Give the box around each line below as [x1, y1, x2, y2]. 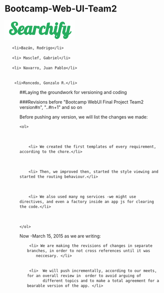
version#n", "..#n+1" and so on [19, 104, 82, 110]
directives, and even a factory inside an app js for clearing [19, 199, 154, 204]
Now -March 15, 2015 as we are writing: [19, 233, 101, 239]
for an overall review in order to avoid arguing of [26, 273, 141, 278]
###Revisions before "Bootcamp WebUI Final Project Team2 [19, 98, 144, 105]
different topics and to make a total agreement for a [42, 278, 159, 283]
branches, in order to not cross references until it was [26, 248, 150, 253]
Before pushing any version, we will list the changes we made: [19, 113, 148, 120]
